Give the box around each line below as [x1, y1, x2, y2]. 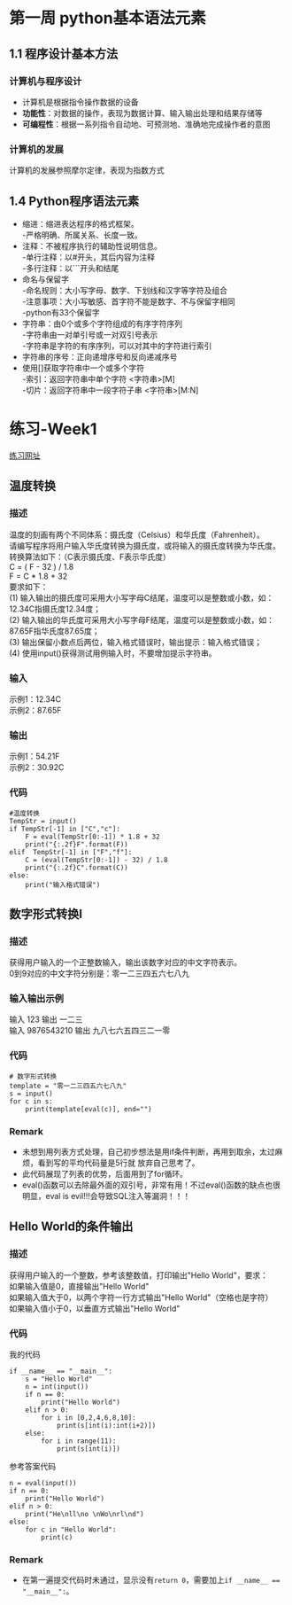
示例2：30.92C [9, 762, 65, 773]
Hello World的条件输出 [9, 1219, 134, 1235]
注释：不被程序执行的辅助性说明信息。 [21, 240, 162, 251]
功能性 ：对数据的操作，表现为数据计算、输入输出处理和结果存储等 [21, 107, 263, 118]
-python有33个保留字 [21, 307, 100, 317]
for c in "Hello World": [25, 1525, 117, 1534]
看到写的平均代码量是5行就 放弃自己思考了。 [37, 1157, 201, 1168]
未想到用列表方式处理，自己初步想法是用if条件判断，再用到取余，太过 [21, 1147, 276, 1157]
